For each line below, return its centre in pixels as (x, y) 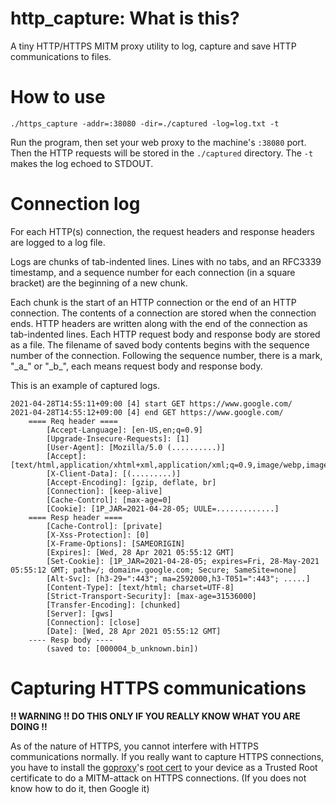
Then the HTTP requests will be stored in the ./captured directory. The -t (162, 153)
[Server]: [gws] (80, 613)
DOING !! (29, 726)
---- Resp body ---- (71, 640)
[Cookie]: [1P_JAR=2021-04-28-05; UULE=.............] (163, 508)
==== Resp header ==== (75, 517)
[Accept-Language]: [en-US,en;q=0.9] (124, 430)
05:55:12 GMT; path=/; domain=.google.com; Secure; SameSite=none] (154, 570)
